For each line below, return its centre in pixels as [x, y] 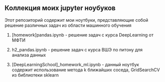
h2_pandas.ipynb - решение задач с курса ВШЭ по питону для [77, 49]
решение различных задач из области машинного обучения [68, 25]
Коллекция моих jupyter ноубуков [60, 8]
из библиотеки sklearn [35, 75]
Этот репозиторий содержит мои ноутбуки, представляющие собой [77, 20]
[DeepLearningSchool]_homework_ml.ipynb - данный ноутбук [75, 64]
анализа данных [29, 55]
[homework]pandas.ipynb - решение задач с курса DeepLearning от [82, 35]
